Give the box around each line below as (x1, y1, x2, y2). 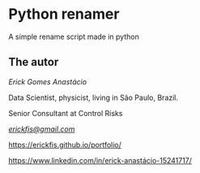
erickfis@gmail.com (8, 123, 75, 134)
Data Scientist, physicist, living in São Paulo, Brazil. (8, 93, 179, 102)
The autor (8, 55, 59, 69)
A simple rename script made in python (8, 32, 139, 41)
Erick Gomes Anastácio (8, 76, 87, 86)
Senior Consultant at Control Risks (8, 108, 123, 118)
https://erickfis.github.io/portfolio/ (8, 140, 121, 149)
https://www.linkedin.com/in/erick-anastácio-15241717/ (8, 155, 193, 165)
